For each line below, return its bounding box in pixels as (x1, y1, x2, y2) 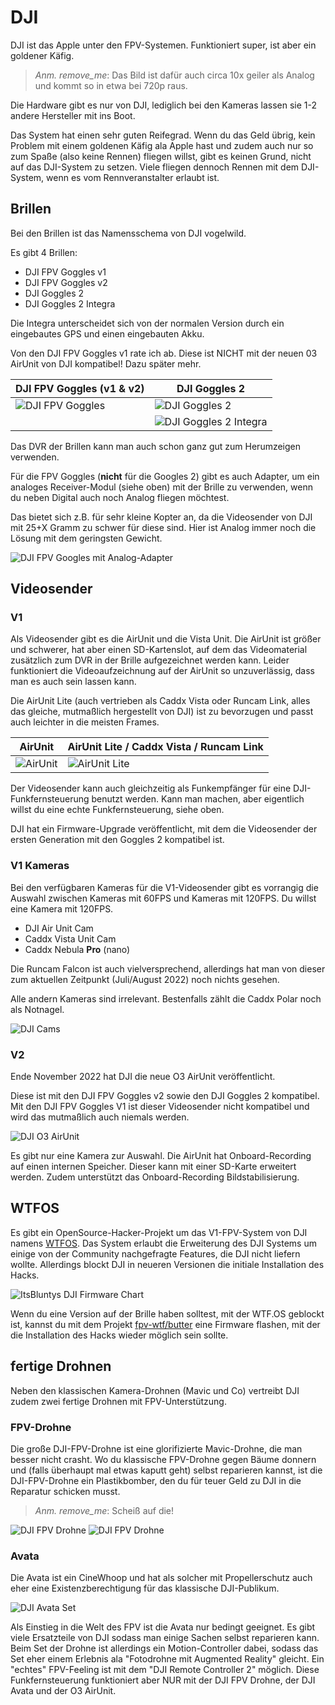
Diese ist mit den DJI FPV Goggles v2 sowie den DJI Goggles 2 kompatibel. (10, 1090, 320, 1102)
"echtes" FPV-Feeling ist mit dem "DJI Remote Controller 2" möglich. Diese (10, 1664, 320, 1676)
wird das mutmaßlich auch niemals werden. (10, 1111, 190, 1123)
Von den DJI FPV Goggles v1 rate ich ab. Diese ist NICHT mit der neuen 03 (10, 347, 318, 359)
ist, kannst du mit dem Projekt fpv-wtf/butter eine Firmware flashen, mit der (10, 1318, 321, 1330)
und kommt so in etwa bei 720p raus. (34, 79, 188, 91)
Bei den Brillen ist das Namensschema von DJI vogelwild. (10, 227, 247, 239)
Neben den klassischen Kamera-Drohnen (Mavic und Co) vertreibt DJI (10, 1384, 300, 1396)
